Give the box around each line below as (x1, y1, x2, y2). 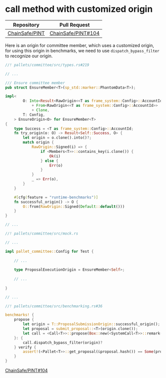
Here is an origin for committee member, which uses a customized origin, (5, 42, 154, 48)
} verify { (14, 345, 37, 350)
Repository (13, 21, 40, 28)
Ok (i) (49, 153, 61, 159)
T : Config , (23, 112, 45, 117)
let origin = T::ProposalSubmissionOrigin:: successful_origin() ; (23, 322, 161, 327)
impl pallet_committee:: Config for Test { (5, 249, 94, 254)
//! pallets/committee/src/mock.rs (5, 231, 79, 236)
